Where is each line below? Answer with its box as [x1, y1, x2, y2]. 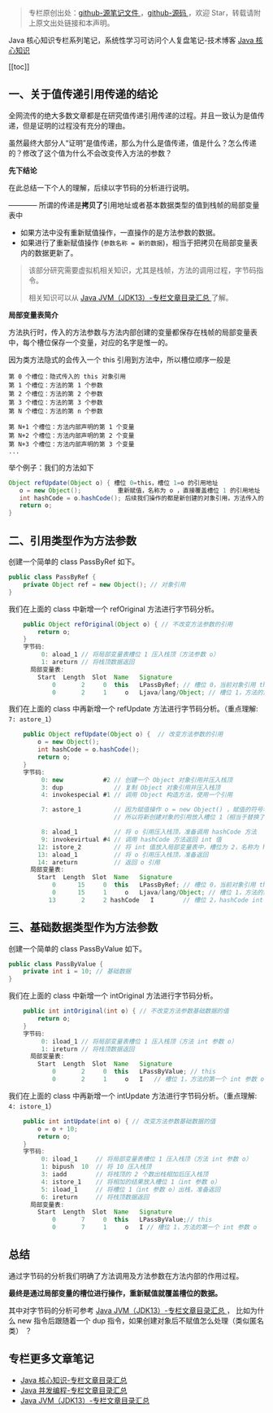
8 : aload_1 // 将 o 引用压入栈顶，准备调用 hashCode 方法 [41, 828, 258, 836]
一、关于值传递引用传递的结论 [8, 87, 158, 101]
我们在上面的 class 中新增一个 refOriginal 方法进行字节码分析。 [8, 604, 219, 614]
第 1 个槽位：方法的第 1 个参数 [8, 381, 103, 389]
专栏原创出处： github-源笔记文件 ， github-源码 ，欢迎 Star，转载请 [28, 8, 254, 17]
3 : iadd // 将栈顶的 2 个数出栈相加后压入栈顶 [41, 1170, 209, 1179]
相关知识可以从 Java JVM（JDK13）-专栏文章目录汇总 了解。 [28, 292, 233, 302]
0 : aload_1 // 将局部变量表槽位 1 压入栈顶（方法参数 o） [41, 650, 219, 658]
